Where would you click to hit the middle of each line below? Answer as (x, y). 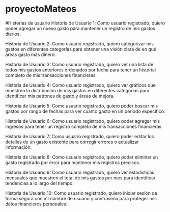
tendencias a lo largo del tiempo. (39, 183)
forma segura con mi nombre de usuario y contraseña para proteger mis (81, 198)
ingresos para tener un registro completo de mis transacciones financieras (83, 126)
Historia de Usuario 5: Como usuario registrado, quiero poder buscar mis (82, 105)
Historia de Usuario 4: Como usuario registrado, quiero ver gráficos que (81, 85)
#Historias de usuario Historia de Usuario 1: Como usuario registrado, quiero (85, 23)
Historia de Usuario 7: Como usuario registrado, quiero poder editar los (80, 136)
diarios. (13, 34)
